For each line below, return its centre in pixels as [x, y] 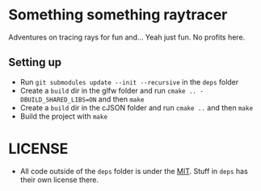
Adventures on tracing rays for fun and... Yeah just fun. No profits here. [127, 37]
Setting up [35, 62]
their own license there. [59, 180]
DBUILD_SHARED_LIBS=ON [58, 100]
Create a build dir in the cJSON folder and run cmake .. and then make [136, 107]
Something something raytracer [118, 15]
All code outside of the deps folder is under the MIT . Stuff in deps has [134, 171]
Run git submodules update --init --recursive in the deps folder [129, 81]
